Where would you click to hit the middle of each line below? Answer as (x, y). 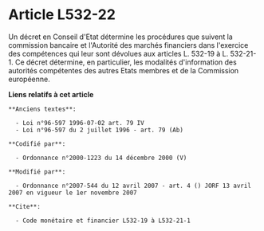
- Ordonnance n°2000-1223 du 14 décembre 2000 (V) (101, 158)
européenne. (29, 79)
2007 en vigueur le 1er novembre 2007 (73, 193)
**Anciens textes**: (43, 109)
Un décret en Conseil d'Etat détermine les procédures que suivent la (120, 37)
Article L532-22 (62, 15)
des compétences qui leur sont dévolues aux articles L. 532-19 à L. (118, 53)
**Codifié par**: (37, 144)
